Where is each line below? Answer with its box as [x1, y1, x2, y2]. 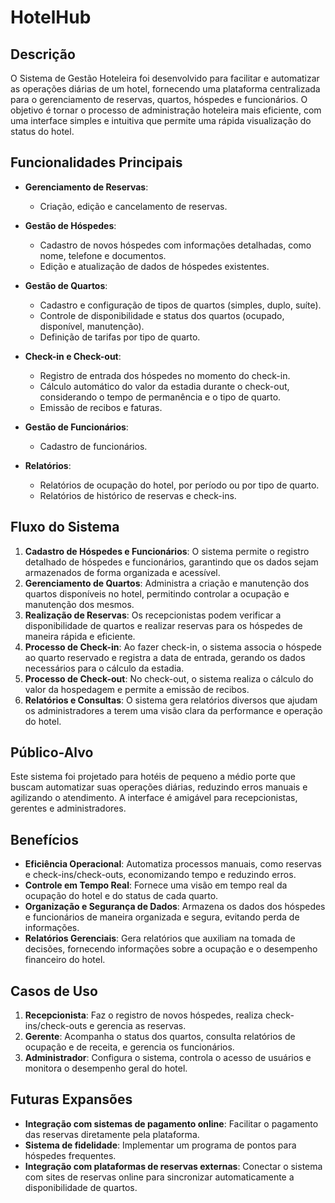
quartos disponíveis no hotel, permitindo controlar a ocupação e [24, 587, 290, 600]
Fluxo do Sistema [10, 519, 120, 536]
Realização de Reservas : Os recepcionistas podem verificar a [24, 609, 282, 621]
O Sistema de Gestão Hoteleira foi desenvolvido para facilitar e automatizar [10, 72, 320, 84]
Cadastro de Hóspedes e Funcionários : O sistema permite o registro [24, 545, 310, 557]
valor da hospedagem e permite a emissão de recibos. [24, 683, 250, 695]
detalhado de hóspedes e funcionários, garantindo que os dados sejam [24, 556, 319, 568]
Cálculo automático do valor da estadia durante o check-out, [39, 380, 290, 392]
